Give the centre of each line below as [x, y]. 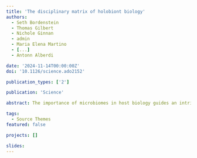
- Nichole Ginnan [33, 33]
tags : [13, 114]
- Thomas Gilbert [33, 28]
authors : [17, 17]
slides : [16, 146]
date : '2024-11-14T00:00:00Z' [43, 66]
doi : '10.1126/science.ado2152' [45, 71]
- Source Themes [31, 119]
